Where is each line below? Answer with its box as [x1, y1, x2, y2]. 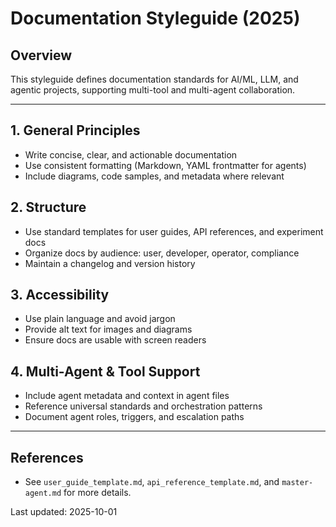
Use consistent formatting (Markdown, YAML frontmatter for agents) [24, 159, 307, 171]
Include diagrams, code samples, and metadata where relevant [24, 170, 285, 182]
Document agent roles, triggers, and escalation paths [24, 411, 245, 423]
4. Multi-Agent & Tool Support [10, 363, 201, 380]
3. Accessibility [10, 287, 110, 304]
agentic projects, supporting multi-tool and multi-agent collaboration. [10, 84, 296, 96]
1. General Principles [10, 122, 141, 139]
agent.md [24, 488, 62, 499]
